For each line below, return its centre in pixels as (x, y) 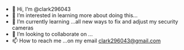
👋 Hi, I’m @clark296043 (41, 9)
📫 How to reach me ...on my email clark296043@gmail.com (86, 41)
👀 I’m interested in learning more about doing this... (75, 15)
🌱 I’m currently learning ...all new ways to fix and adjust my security (95, 21)
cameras (23, 28)
